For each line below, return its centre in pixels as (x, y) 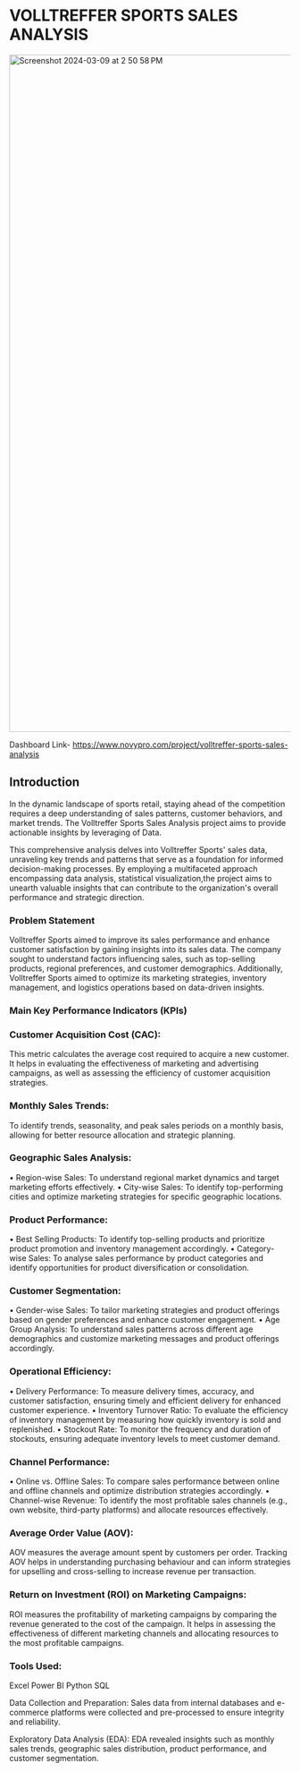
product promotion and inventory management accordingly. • (122, 1248)
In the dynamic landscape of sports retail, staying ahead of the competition (147, 804)
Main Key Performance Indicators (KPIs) (98, 1010)
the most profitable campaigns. (67, 1642)
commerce (29, 1712)
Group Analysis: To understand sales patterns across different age (131, 1329)
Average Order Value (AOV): (71, 1533)
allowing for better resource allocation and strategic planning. (122, 1135)
